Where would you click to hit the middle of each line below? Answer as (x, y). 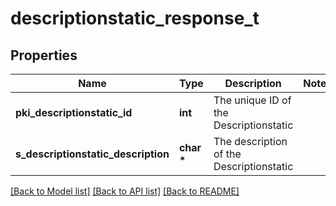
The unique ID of (252, 100)
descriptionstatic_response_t (135, 18)
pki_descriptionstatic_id (74, 112)
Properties (44, 55)
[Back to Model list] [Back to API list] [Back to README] (125, 191)
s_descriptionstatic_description (92, 154)
